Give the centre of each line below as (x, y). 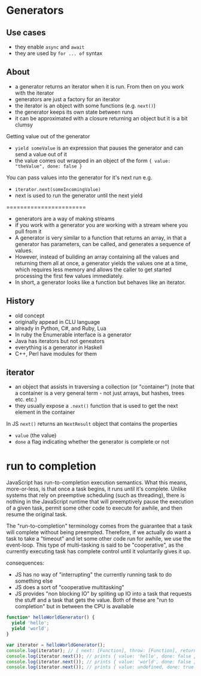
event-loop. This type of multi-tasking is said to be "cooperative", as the (95, 545)
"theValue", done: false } (48, 166)
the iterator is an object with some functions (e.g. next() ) (85, 105)
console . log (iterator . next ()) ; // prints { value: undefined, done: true (100, 667)
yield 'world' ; (31, 629)
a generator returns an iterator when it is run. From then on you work (99, 86)
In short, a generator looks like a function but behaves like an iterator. (100, 282)
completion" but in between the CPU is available (74, 607)
